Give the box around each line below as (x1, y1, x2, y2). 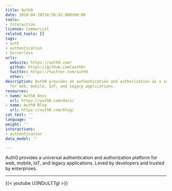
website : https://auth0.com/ (10, 60, 72, 65)
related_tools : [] (5, 31, 45, 36)
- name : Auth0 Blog (5, 103, 47, 108)
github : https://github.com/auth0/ (10, 65, 86, 70)
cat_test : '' (5, 112, 33, 118)
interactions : (5, 126, 36, 132)
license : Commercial (5, 27, 50, 32)
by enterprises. (5, 165, 37, 172)
